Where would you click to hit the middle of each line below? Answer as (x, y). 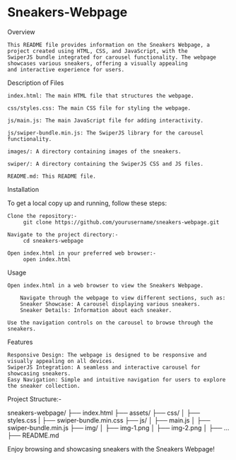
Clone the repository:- (42, 216)
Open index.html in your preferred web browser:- (82, 253)
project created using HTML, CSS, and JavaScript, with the (98, 51)
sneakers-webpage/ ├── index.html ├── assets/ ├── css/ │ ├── (104, 413)
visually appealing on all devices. (61, 361)
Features (20, 342)
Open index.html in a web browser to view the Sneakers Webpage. (105, 285)
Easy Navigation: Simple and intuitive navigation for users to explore (117, 379)
